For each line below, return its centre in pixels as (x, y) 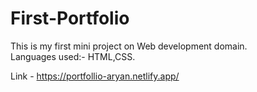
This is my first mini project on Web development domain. (129, 46)
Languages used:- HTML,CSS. (73, 56)
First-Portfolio (70, 18)
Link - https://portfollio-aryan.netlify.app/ (95, 76)
